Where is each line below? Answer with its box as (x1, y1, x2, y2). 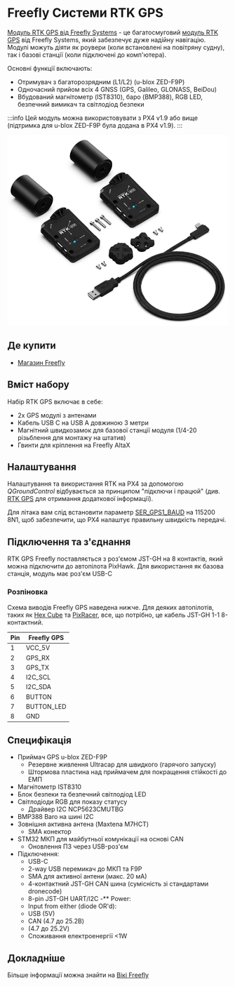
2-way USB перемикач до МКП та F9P (27, 865, 142, 873)
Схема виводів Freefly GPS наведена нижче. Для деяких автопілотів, (7, 603, 214, 611)
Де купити (7, 340, 56, 352)
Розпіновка (7, 587, 48, 597)
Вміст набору (7, 379, 70, 391)
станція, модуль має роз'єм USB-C (7, 570, 113, 578)
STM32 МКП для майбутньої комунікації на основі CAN (17, 835, 184, 844)
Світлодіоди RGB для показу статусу (17, 798, 128, 806)
